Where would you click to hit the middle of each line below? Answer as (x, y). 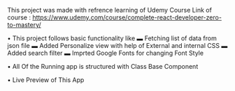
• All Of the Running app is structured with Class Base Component (103, 66)
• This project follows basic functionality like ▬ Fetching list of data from (112, 38)
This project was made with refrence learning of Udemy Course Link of (109, 10)
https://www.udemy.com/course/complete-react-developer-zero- (127, 17)
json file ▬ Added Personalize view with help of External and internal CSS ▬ (117, 45)
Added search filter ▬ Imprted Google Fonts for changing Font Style (106, 53)
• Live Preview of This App (46, 80)
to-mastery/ (24, 25)
